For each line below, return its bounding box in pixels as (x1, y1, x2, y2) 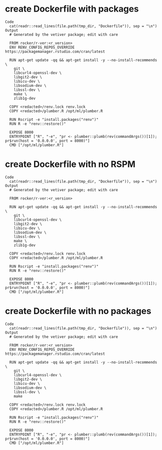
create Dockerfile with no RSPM (5, 159, 136, 170)
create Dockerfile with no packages (5, 306, 151, 317)
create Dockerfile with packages (5, 3, 139, 15)
